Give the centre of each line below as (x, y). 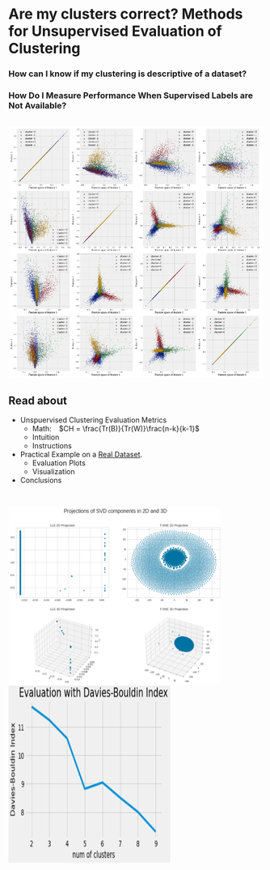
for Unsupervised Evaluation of (115, 31)
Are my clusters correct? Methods (126, 14)
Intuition (46, 437)
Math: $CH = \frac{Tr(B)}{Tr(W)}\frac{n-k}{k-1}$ (116, 429)
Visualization (53, 472)
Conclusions (41, 480)
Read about (38, 400)
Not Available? (38, 106)
